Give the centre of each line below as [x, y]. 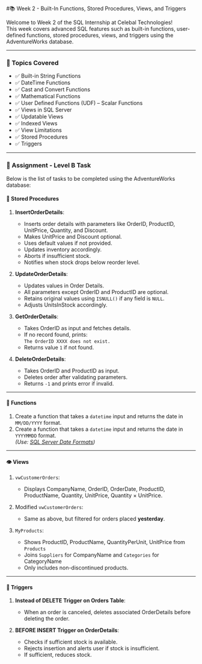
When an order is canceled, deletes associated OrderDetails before [107, 612]
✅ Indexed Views [36, 124]
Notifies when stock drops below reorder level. [82, 262]
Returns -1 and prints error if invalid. [69, 383]
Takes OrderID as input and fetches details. [77, 328]
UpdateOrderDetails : [41, 274]
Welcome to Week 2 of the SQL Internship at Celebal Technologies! [90, 22]
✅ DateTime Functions [43, 83]
